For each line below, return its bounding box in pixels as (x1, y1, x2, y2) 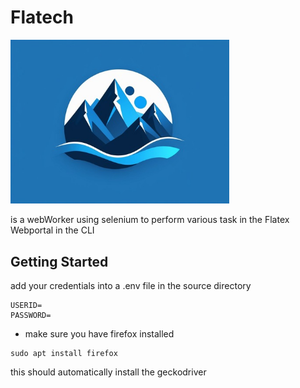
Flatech (10, 6, 74, 29)
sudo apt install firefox (10, 349, 118, 359)
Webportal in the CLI (10, 224, 95, 236)
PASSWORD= (10, 311, 52, 321)
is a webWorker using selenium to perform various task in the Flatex (10, 214, 290, 226)
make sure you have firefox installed (24, 328, 175, 340)
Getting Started (10, 253, 109, 270)
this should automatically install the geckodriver (10, 366, 207, 378)
